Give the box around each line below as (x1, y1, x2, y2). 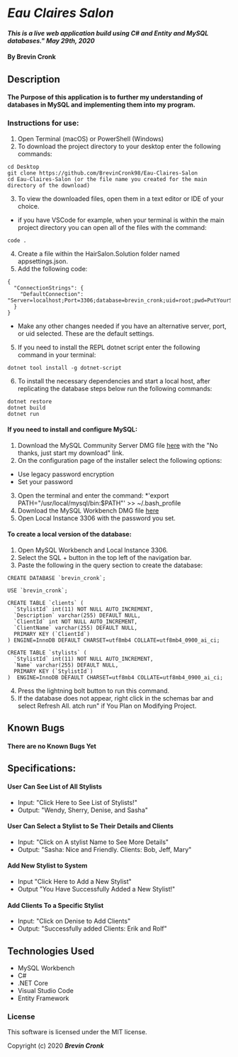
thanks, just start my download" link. (17, 449, 125, 457)
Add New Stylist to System (7, 861, 88, 870)
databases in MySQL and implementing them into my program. (7, 101, 196, 109)
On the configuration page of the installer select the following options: (17, 456, 222, 464)
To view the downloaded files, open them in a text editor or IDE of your (17, 194, 225, 203)
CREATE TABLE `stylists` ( (7, 650, 87, 657)
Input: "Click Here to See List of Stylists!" (17, 798, 138, 806)
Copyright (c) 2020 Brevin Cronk (7, 1041, 104, 1050)
